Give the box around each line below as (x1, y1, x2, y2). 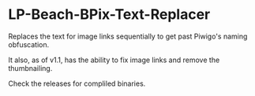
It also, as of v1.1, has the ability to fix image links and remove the (8, 55, 220, 65)
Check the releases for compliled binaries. (8, 79, 146, 88)
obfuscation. (8, 39, 50, 49)
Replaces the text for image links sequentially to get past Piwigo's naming (8, 31, 248, 41)
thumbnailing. (8, 63, 53, 72)
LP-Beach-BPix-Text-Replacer (8, 6, 211, 24)
